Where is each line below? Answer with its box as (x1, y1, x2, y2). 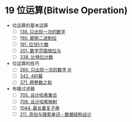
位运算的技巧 (12, 60, 39, 66)
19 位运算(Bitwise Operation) (5, 5, 128, 16)
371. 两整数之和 (19, 79, 52, 86)
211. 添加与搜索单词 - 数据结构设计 (19, 111, 92, 117)
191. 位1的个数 (19, 42, 49, 48)
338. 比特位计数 (19, 54, 54, 60)
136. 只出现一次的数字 (19, 28, 66, 34)
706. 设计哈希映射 (19, 98, 58, 104)
